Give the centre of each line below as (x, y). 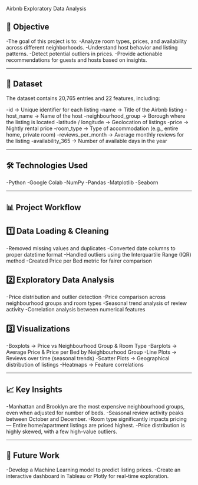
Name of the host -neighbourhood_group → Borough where (113, 116)
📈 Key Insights (34, 389)
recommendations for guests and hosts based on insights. (77, 60)
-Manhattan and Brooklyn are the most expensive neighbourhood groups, (95, 407)
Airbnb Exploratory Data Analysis (46, 9)
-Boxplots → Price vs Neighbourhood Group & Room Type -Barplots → (92, 346)
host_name (20, 116)
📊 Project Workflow (44, 207)
